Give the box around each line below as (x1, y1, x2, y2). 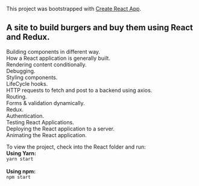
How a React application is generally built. (6, 54, 110, 62)
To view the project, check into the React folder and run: (6, 143, 146, 150)
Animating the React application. (6, 131, 87, 138)
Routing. (6, 93, 27, 100)
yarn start (6, 156, 34, 162)
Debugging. (6, 67, 36, 74)
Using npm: (6, 167, 36, 175)
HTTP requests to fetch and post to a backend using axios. (6, 86, 153, 94)
